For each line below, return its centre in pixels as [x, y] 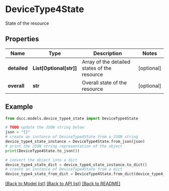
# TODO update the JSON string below [45, 128]
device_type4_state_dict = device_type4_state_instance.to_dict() [76, 165]
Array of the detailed [106, 61]
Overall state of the [104, 83]
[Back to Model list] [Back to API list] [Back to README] [63, 184]
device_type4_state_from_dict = [39, 174]
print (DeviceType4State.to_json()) [43, 151]
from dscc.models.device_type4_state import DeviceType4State [72, 118]
